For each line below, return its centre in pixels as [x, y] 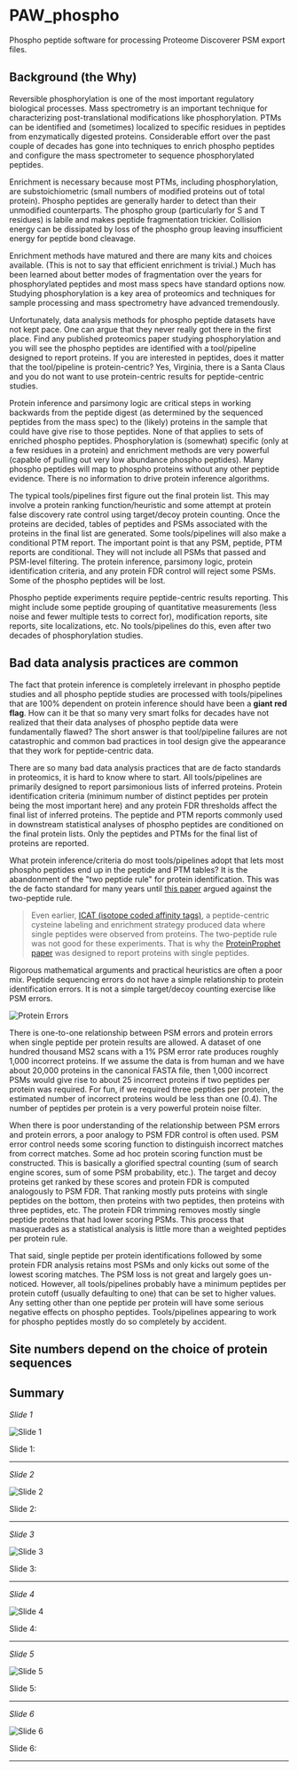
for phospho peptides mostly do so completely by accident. [118, 1321]
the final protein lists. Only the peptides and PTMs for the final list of [133, 834]
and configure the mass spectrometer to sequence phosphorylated [132, 155]
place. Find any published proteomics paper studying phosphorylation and [145, 339]
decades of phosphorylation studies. [76, 635]
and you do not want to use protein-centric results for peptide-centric [137, 376]
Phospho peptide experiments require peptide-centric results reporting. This [149, 597]
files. [18, 49]
